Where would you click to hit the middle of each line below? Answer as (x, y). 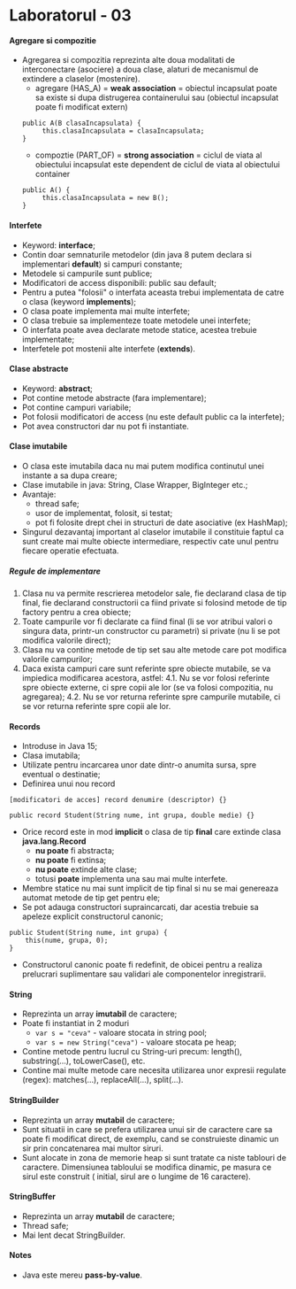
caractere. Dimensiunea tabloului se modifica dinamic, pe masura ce (147, 1167)
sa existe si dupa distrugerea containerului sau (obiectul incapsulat (157, 97)
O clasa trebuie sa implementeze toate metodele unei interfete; (137, 320)
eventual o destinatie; (61, 775)
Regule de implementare (55, 571)
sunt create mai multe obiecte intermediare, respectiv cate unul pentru (150, 541)
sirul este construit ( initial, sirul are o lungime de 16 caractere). (137, 1176)
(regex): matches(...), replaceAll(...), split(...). (102, 1080)
